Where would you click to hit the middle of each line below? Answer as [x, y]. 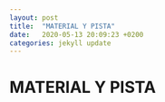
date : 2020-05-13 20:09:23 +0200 [77, 34]
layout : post [34, 18]
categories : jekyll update [60, 43]
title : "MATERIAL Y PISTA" [63, 26]
